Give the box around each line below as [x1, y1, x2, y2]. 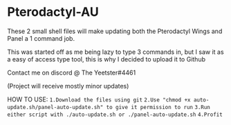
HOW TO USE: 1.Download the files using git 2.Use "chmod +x [7, 95, 191, 104]
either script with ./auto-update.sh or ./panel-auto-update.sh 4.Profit [7, 111, 223, 118]
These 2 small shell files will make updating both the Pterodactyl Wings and [7, 27, 223, 35]
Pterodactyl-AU [7, 4, 99, 20]
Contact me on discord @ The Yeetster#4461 [7, 68, 136, 77]
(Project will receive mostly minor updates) [7, 81, 129, 90]
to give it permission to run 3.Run [106, 104, 211, 110]
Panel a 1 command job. [7, 34, 75, 42]
